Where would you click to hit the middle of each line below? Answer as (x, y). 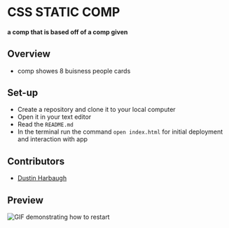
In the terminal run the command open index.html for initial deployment (120, 132)
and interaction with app (53, 139)
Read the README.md (45, 124)
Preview (26, 200)
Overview (29, 54)
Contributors (36, 161)
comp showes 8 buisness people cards (74, 71)
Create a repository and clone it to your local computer (97, 110)
